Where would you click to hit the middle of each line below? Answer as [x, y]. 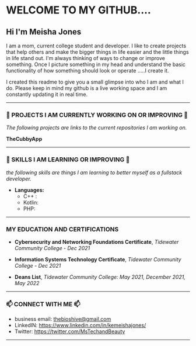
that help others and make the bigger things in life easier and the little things [97, 52]
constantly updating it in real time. [47, 94]
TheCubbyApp [24, 139]
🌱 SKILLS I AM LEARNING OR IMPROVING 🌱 [68, 160]
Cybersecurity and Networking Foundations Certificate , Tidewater [97, 242]
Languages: [29, 190]
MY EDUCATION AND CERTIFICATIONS [62, 229]
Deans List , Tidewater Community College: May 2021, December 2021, [100, 277]
